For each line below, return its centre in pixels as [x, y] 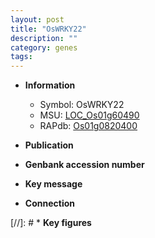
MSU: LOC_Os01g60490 [89, 115]
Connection [49, 203]
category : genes [44, 47]
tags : [21, 57]
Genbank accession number [84, 165]
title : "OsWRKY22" [48, 29]
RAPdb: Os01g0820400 [88, 126]
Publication [49, 145]
